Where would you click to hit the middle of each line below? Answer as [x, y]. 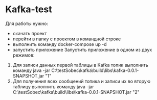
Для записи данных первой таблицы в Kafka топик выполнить [80, 65]
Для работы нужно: [27, 23]
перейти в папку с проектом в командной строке [67, 39]
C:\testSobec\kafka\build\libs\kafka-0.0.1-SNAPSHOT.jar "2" [76, 92]
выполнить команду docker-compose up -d [60, 44]
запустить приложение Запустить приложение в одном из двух [82, 49]
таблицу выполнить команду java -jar [53, 86]
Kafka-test [29, 9]
